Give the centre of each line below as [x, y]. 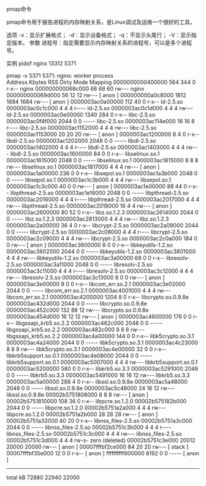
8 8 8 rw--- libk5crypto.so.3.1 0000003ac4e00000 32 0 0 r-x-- [86, 349]
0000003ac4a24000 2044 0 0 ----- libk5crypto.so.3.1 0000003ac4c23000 [102, 343]
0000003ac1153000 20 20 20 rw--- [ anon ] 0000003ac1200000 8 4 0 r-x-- [103, 134]
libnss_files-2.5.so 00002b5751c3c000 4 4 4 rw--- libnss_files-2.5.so [94, 434]
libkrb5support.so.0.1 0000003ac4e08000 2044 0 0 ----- [79, 355]
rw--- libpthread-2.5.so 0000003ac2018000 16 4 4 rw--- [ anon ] [89, 206]
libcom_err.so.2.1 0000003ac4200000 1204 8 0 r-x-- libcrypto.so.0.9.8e [97, 297]
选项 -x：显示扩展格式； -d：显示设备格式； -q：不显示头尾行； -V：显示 [99, 35]
